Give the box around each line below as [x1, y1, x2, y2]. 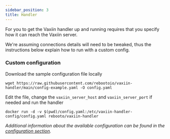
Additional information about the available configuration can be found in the [5, 122, 165, 128]
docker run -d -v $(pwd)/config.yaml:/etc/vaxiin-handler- [5, 109, 133, 114]
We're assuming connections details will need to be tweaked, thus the [5, 41, 151, 47]
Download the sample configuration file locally [5, 71, 103, 77]
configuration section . [5, 128, 52, 134]
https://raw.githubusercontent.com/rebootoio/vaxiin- [16, 81, 133, 86]
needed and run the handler [5, 99, 64, 106]
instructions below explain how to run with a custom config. [5, 47, 130, 53]
